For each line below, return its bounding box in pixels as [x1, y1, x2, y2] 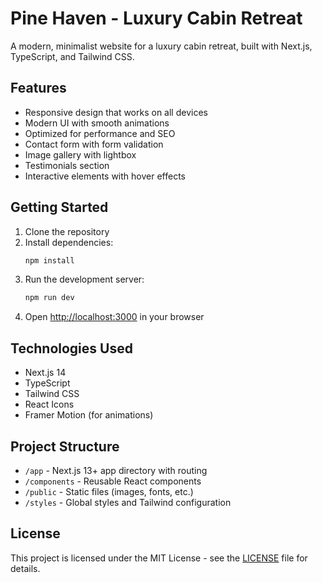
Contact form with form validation [24, 138, 164, 150]
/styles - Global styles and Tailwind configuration [24, 496, 232, 508]
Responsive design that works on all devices [24, 106, 208, 118]
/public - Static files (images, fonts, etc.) [24, 485, 194, 497]
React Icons [24, 398, 75, 411]
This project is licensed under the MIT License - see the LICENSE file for [10, 552, 308, 564]
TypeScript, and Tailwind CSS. [10, 50, 135, 62]
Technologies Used [10, 340, 133, 357]
